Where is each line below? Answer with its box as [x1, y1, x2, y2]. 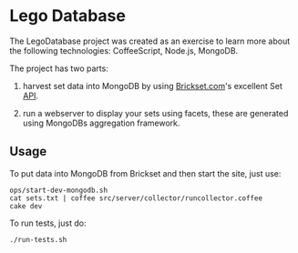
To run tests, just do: [9, 218, 87, 228]
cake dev [9, 201, 43, 210]
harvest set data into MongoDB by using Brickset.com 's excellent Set [22, 80, 283, 91]
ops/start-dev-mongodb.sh [9, 186, 108, 195]
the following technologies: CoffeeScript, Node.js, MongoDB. [9, 45, 239, 56]
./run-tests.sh [9, 235, 67, 244]
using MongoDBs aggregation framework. [22, 117, 180, 128]
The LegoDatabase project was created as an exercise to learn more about [9, 35, 291, 46]
